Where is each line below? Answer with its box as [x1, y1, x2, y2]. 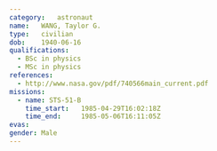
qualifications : [9, 46, 69, 55]
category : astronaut [9, 12, 93, 22]
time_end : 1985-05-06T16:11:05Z [25, 112, 162, 121]
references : [9, 71, 53, 80]
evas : [9, 121, 29, 130]
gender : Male [9, 129, 58, 138]
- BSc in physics [17, 54, 82, 63]
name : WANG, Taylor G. [9, 21, 101, 30]
